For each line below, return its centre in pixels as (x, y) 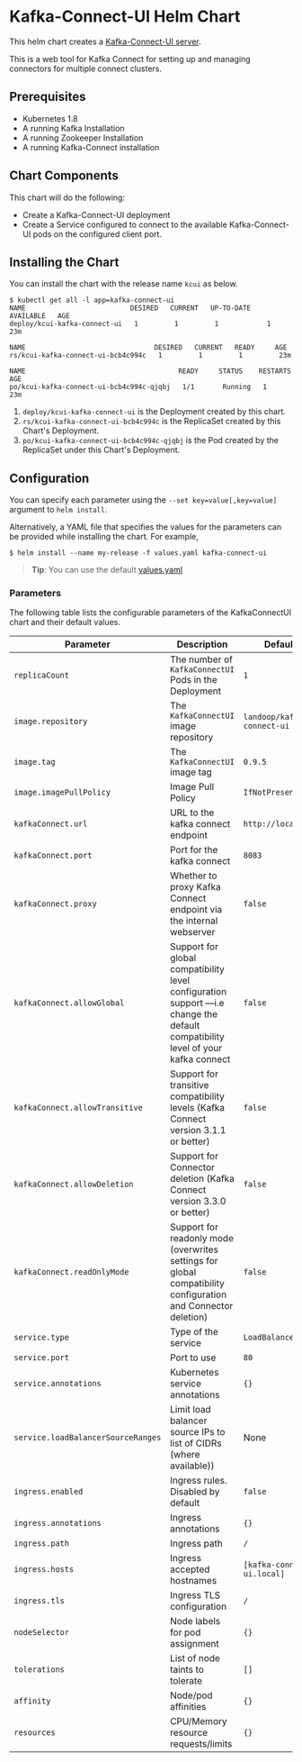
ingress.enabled (49, 1492)
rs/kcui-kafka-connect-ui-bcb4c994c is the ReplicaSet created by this (151, 422)
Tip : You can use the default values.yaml (107, 570)
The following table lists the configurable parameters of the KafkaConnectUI (151, 613)
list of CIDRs (195, 1443)
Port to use (193, 1358)
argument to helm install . (58, 510)
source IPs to (197, 1432)
